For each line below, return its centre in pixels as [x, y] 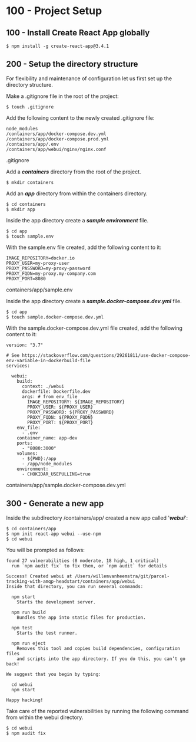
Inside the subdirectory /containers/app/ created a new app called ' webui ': [97, 518]
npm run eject [29, 643]
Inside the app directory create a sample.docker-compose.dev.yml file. [94, 301]
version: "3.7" [25, 345]
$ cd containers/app [31, 528]
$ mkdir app [21, 209]
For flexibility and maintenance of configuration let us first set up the [89, 78]
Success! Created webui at [39, 576]
